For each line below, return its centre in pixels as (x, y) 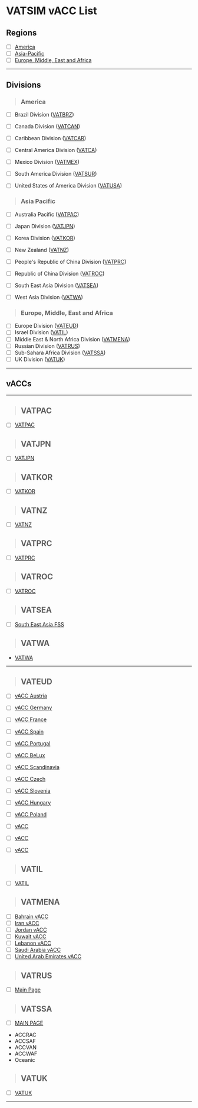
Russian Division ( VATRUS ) (47, 346)
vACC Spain (29, 731)
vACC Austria (31, 696)
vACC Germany (33, 708)
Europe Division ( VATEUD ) (47, 326)
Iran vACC (27, 923)
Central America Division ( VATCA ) (56, 150)
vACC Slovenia (33, 790)
